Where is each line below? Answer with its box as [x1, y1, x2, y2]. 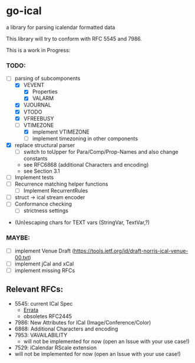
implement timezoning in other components [32, 135, 138, 142]
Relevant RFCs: [6, 284, 64, 294]
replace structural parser [14, 141, 75, 148]
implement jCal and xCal [14, 260, 74, 267]
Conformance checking [14, 200, 72, 208]
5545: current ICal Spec [14, 300, 73, 307]
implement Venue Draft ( [14, 247, 75, 254]
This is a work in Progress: [6, 46, 71, 54]
